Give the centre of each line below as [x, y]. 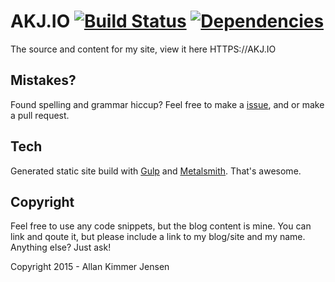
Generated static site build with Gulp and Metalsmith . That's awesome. [156, 171]
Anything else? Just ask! [61, 247]
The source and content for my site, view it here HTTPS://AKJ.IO [143, 49]
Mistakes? [43, 80]
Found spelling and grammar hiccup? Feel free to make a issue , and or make [167, 104]
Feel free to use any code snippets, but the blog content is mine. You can [161, 226]
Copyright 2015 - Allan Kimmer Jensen [90, 267]
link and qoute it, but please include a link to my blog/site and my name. [158, 237]
